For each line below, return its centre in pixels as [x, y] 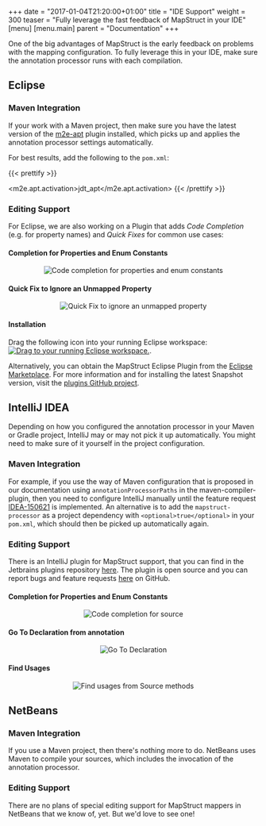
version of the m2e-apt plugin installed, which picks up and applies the [124, 133]
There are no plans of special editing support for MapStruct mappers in [125, 805]
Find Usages [29, 668]
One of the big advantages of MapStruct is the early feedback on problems [131, 44]
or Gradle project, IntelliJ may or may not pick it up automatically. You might [132, 435]
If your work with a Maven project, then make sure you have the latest [122, 125]
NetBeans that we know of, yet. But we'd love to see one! [102, 813]
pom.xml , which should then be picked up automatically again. [109, 524]
